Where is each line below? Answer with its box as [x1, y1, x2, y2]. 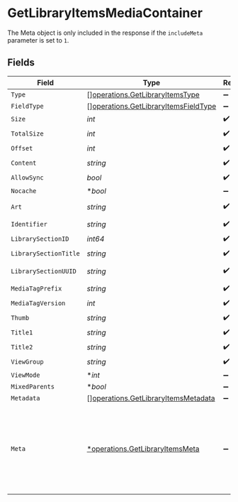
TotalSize [11, 130, 44, 138]
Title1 [11, 329, 33, 337]
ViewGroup [11, 358, 44, 366]
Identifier [11, 220, 47, 229]
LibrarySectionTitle [11, 250, 80, 258]
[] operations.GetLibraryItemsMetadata [86, 393, 215, 403]
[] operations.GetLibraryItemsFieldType [86, 101, 217, 111]
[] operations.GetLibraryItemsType [86, 89, 200, 99]
